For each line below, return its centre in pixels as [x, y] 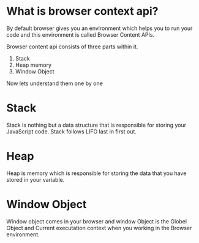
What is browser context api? [82, 11]
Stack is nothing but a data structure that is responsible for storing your [96, 125]
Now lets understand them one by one [54, 83]
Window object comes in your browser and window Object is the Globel [97, 221]
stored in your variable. [36, 179]
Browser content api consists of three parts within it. [72, 47]
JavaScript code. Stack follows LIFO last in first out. [71, 131]
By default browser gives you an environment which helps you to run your [99, 28]
